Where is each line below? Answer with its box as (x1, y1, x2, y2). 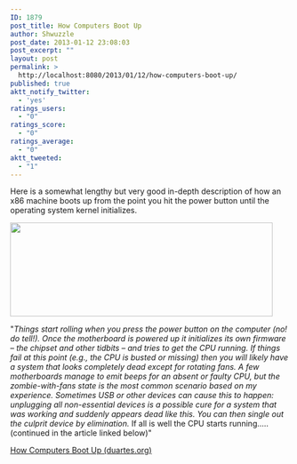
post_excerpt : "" (10, 46, 75, 55)
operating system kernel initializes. (10, 205, 138, 216)
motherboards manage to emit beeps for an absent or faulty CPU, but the (10, 371, 281, 382)
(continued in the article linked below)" (10, 428, 152, 438)
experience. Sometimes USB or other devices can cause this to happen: (10, 390, 275, 401)
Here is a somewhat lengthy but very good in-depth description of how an (10, 186, 282, 196)
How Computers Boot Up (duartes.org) (10, 445, 152, 456)
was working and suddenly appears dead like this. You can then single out (10, 409, 284, 420)
